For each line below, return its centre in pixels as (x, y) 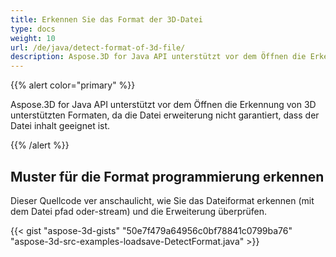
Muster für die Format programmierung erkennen (167, 176)
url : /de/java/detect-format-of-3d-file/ (98, 47)
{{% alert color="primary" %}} (73, 85)
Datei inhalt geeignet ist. (60, 126)
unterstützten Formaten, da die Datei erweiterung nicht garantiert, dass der (165, 115)
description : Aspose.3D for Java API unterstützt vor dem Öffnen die (158, 57)
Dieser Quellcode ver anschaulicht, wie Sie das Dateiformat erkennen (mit (162, 200)
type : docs (33, 29)
